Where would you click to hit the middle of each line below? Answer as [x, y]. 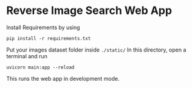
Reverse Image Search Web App [89, 11]
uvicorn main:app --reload [40, 67]
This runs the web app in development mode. [63, 78]
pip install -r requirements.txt [49, 38]
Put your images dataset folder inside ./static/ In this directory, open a [96, 50]
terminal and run [27, 56]
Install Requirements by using [43, 27]
